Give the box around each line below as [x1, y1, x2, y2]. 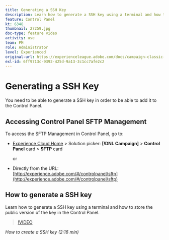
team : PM [5, 40, 24, 45]
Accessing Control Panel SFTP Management [5, 117, 147, 126]
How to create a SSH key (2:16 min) [5, 229, 79, 235]
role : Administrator [5, 45, 49, 50]
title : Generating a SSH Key [5, 7, 66, 13]
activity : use [5, 36, 35, 41]
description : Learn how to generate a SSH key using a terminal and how [5, 12, 161, 17]
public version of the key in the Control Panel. [5, 209, 100, 215]
